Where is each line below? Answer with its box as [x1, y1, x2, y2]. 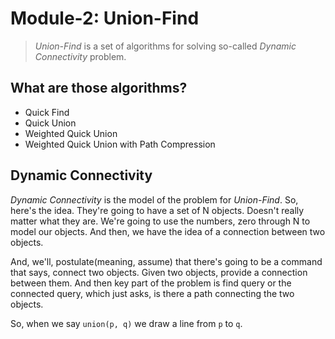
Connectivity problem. [34, 50, 127, 62]
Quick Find [24, 106, 70, 118]
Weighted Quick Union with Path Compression [24, 138, 216, 150]
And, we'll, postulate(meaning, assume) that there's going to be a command [10, 255, 323, 267]
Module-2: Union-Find [10, 7, 200, 30]
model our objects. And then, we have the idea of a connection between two [10, 225, 326, 237]
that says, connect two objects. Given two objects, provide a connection [10, 266, 308, 278]
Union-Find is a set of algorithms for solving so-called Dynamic [34, 40, 297, 52]
